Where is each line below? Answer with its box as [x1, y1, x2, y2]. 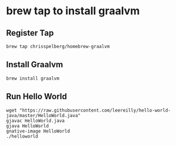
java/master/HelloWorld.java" [6, 112, 81, 118]
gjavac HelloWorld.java [6, 118, 65, 124]
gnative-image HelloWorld [6, 128, 70, 134]
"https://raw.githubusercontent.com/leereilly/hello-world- [19, 107, 171, 114]
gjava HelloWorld [6, 123, 49, 129]
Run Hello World [6, 92, 67, 102]
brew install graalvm [6, 75, 60, 81]
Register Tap [6, 28, 55, 38]
